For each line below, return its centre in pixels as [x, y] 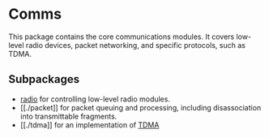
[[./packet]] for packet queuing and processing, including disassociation [141, 107]
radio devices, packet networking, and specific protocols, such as [135, 45]
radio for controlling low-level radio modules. [95, 99]
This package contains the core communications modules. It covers [122, 37]
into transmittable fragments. [68, 116]
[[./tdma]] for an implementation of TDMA [90, 125]
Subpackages [44, 79]
